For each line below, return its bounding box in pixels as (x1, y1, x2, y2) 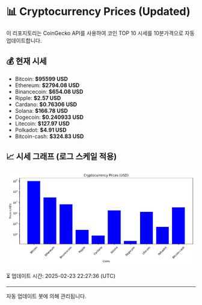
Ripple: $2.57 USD (14, 94, 61, 101)
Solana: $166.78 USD (14, 107, 68, 114)
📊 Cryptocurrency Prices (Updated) (6, 5, 191, 19)
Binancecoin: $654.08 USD (14, 88, 84, 95)
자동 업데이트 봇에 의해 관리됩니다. (6, 292, 87, 300)
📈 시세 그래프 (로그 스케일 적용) (6, 151, 117, 162)
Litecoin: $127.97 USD (14, 119, 70, 127)
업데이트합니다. (6, 37, 42, 44)
